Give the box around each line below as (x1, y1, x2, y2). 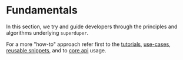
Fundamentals (6, 4, 78, 17)
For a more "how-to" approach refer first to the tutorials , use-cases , (6, 41, 171, 48)
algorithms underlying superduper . (6, 29, 89, 36)
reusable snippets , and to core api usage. (6, 46, 107, 54)
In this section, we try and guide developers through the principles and (6, 23, 178, 30)
